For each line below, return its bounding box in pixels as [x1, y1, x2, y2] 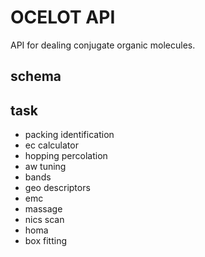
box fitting [24, 235, 68, 247]
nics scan [24, 214, 65, 226]
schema [10, 68, 62, 85]
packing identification [24, 129, 115, 141]
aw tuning [24, 161, 67, 173]
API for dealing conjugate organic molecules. [10, 39, 196, 51]
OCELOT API [10, 6, 116, 29]
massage [24, 203, 63, 215]
